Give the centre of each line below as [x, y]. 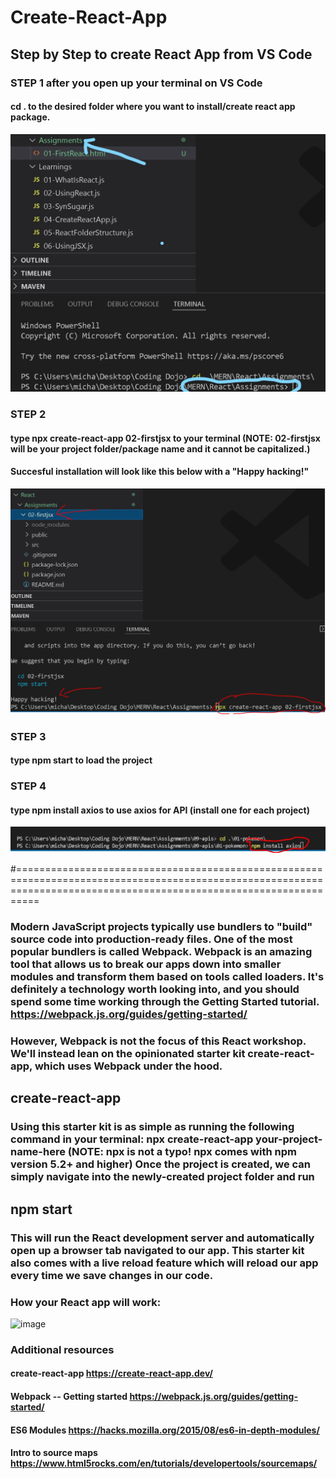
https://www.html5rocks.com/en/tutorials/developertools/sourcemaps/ [164, 1463]
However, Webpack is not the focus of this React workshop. [158, 1041]
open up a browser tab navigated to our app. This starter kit [157, 1250]
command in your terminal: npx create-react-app [132, 1139]
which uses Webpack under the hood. [128, 1066]
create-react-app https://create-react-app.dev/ [111, 1373]
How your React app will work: [86, 1302]
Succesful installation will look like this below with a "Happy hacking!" [160, 472]
